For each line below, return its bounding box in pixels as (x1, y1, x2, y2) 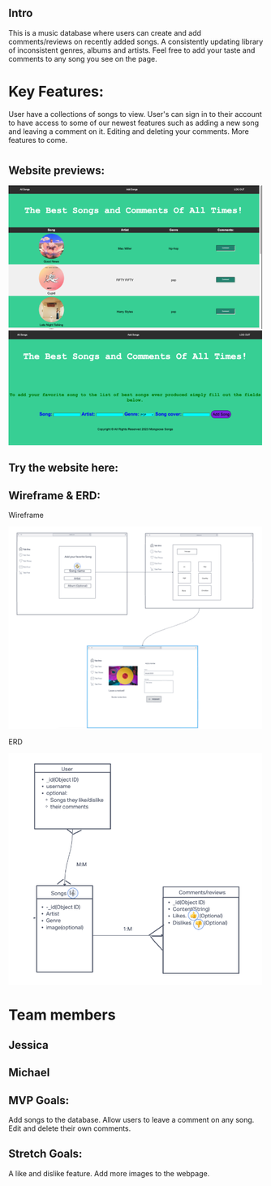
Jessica (8, 1038, 49, 1052)
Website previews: (8, 163, 105, 177)
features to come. (8, 135, 67, 144)
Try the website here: (8, 461, 119, 475)
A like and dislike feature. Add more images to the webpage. (8, 1168, 210, 1178)
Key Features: (8, 83, 104, 101)
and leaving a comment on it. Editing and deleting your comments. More (8, 126, 249, 136)
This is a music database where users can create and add (8, 28, 201, 37)
